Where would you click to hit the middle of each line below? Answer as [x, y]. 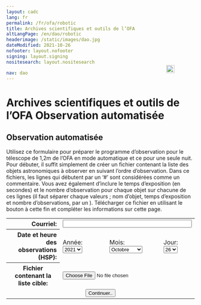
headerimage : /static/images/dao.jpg [53, 40]
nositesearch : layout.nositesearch [51, 62]
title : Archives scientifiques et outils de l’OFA [71, 29]
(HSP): [47, 258]
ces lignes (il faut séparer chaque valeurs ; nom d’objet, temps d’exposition [99, 196]
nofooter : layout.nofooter [40, 51]
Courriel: [44, 224]
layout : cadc [22, 12]
